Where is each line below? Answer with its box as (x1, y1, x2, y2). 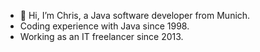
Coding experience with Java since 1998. (19, 20, 190, 32)
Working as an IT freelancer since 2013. (19, 31, 184, 42)
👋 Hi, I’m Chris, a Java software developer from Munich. (19, 10, 251, 21)
